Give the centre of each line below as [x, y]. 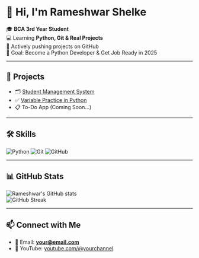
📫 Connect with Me [44, 225]
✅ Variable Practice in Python [51, 100]
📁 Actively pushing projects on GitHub [53, 46]
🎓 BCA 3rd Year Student [38, 28]
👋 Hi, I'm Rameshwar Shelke [76, 12]
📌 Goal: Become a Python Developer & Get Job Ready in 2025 [82, 52]
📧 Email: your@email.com [47, 242]
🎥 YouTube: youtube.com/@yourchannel [64, 249]
